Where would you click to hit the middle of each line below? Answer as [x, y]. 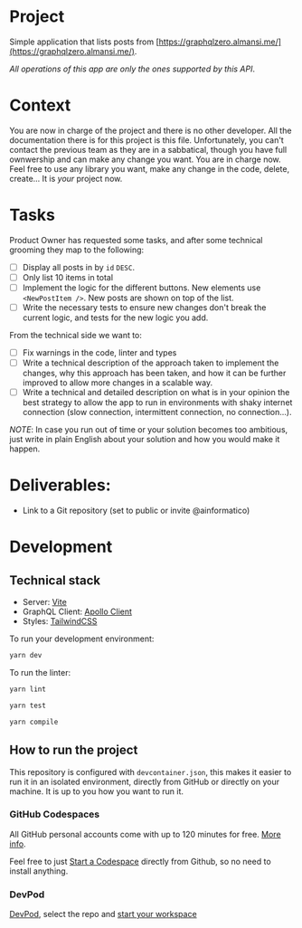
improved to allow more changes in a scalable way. [118, 383]
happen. [25, 449]
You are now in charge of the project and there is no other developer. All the [151, 130]
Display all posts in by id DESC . [79, 267]
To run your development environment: [82, 639]
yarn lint [28, 689]
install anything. [39, 871]
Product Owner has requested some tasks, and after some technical [136, 240]
